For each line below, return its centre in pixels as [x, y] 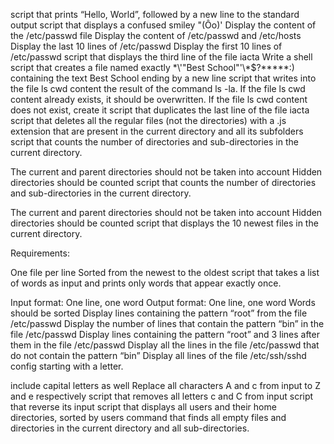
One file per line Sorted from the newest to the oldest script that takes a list [165, 272]
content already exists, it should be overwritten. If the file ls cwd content [159, 99]
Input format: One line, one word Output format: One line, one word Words [163, 302]
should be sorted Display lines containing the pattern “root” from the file [159, 313]
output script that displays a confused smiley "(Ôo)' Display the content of [163, 25]
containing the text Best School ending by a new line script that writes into [163, 78]
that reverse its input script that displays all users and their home [143, 407]
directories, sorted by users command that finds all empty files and [148, 417]
